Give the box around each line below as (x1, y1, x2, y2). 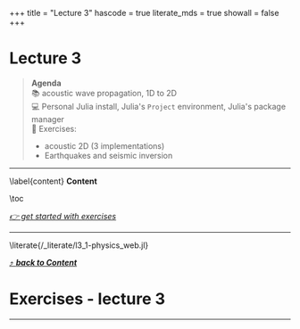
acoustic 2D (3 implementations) (44, 140, 165, 151)
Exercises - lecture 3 (9, 289, 166, 309)
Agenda (30, 78, 62, 88)
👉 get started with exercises (9, 210, 117, 221)
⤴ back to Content (9, 257, 78, 267)
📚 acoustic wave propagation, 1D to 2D (30, 87, 177, 98)
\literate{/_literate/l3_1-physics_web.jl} (9, 240, 149, 251)
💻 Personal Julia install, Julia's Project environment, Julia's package (30, 101, 287, 111)
